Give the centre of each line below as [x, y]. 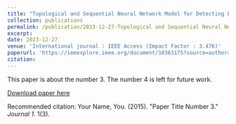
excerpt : [20, 33]
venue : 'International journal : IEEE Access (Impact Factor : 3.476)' [114, 46]
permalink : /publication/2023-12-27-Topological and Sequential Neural [114, 27]
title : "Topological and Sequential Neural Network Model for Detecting [116, 14]
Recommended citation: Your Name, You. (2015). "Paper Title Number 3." [113, 106]
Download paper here [39, 92]
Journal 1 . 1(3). [29, 113]
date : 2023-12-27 [33, 40]
